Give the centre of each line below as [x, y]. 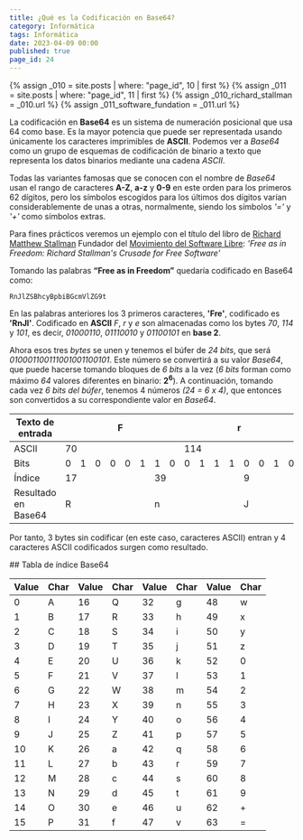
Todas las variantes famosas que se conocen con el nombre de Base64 [142, 178]
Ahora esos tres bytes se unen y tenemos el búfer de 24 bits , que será [140, 350]
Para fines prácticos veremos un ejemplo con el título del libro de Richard [145, 234]
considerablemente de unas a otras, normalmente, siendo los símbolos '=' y [150, 207]
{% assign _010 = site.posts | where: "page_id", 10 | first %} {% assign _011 [148, 85]
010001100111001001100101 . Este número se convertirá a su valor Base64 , [147, 359]
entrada [35, 433]
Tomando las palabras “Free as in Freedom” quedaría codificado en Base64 [151, 271]
